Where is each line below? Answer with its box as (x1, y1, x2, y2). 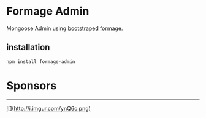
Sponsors (6, 78, 57, 92)
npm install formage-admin (6, 58, 75, 65)
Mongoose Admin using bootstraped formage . (6, 24, 123, 32)
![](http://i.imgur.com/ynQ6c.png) (6, 105, 91, 112)
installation (6, 42, 50, 53)
